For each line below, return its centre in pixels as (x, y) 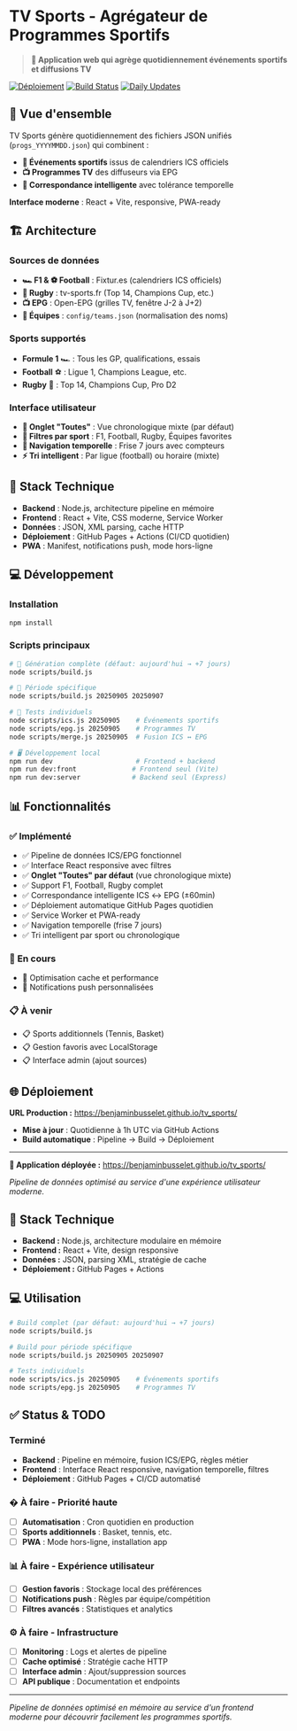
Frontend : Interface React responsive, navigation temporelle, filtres (145, 1469)
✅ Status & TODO (57, 1415)
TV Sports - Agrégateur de (109, 16)
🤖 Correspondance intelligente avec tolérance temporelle (128, 184)
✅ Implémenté (41, 836)
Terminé (27, 1440)
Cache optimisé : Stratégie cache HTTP (95, 1662)
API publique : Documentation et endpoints (101, 1681)
